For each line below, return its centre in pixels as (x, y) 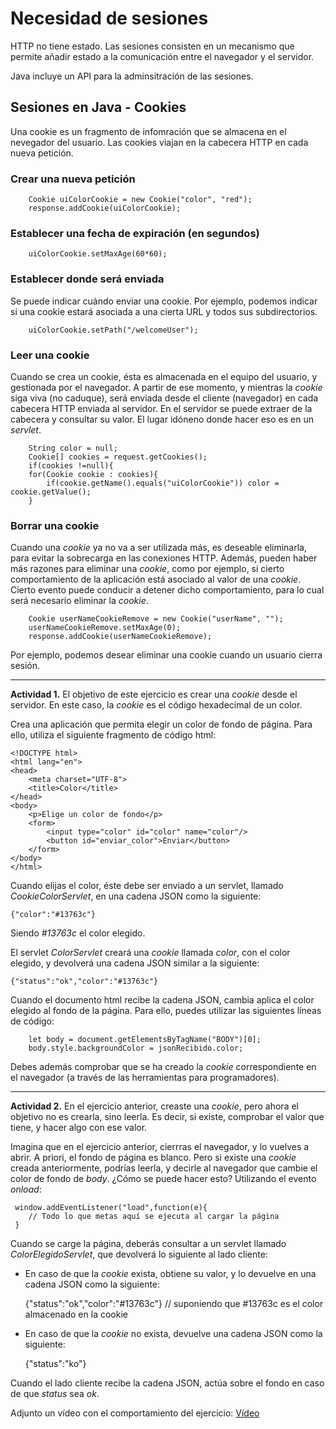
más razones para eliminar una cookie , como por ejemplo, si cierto (147, 569)
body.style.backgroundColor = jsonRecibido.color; (136, 1048)
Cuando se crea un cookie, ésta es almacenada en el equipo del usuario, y (164, 376)
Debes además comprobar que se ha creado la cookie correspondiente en (163, 1067)
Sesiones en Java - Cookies (98, 107)
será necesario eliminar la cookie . (79, 601)
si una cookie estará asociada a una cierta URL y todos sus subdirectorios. (164, 311)
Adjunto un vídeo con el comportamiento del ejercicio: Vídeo (135, 1413)
